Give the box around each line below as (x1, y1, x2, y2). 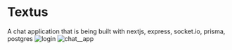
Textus (7, 4, 49, 20)
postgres (7, 34, 33, 42)
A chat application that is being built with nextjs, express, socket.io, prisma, (7, 27, 226, 35)
